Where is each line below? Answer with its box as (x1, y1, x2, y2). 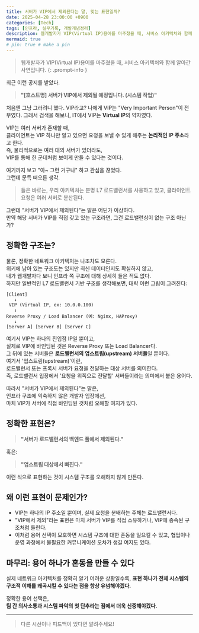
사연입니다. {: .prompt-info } (20, 66, 88, 73)
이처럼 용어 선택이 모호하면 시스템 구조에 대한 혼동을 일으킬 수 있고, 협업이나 (14, 531, 191, 539)
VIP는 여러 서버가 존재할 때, (6, 124, 70, 131)
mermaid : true (6, 36, 41, 42)
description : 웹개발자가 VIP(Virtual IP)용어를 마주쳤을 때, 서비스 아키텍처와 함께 (6, 31, 192, 37)
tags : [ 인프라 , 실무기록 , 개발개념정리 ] (6, 25, 91, 31)
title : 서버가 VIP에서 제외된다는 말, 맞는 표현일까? (6, 8, 120, 15)
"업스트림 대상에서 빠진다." (20, 461, 83, 468)
